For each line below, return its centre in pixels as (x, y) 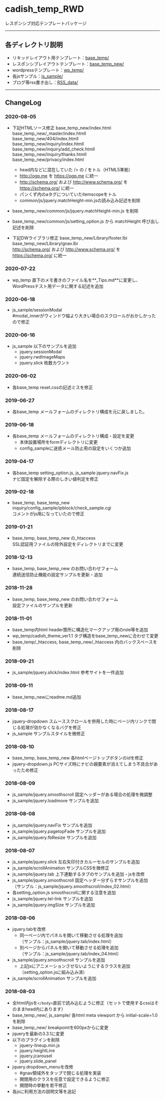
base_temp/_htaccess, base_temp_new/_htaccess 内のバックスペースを (85, 642)
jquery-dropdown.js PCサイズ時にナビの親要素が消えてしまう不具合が (83, 764)
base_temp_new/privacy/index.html (48, 160)
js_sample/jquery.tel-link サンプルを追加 (53, 899)
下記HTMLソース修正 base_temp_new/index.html (62, 128)
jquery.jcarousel (36, 1056)
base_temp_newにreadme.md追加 (47, 697)
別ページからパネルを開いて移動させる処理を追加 (69, 947)
